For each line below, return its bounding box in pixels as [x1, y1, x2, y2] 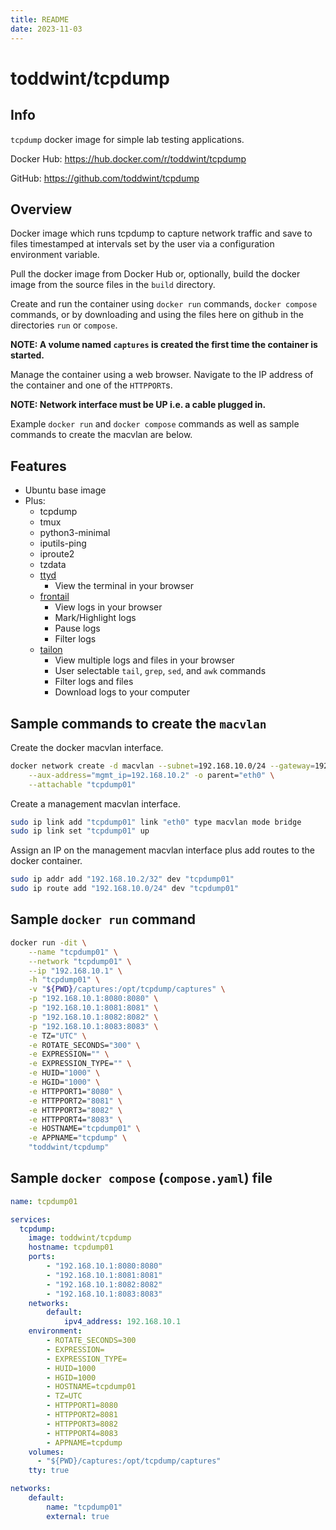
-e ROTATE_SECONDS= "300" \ [28, 1040, 141, 1050]
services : [10, 1214, 52, 1225]
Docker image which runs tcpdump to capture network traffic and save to [10, 227, 313, 240]
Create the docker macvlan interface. [10, 741, 164, 753]
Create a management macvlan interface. [10, 797, 182, 810]
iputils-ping [39, 537, 87, 550]
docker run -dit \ [10, 937, 87, 948]
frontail [39, 591, 70, 603]
